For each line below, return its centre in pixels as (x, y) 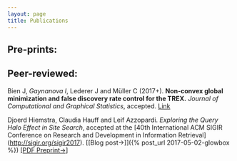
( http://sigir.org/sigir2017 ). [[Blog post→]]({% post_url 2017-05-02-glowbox (118, 142)
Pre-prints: (32, 50)
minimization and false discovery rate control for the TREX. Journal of (113, 98)
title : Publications (38, 21)
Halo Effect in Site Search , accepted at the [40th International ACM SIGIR (115, 127)
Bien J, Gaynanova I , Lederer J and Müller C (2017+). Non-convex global (115, 90)
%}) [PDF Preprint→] (38, 150)
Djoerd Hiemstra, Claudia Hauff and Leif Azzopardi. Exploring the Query (113, 120)
